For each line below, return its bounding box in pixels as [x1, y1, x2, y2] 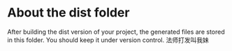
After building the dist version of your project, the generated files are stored [7, 28, 225, 36]
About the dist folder [7, 5, 130, 21]
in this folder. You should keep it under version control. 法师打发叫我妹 [7, 36, 210, 44]
